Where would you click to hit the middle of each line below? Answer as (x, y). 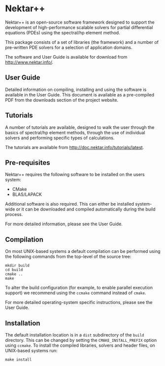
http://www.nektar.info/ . (29, 62)
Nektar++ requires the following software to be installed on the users (75, 175)
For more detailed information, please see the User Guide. (64, 224)
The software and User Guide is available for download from (66, 57)
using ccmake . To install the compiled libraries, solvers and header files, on (80, 345)
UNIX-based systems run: (31, 351)
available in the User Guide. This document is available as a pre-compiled (80, 94)
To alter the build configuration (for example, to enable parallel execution (79, 288)
